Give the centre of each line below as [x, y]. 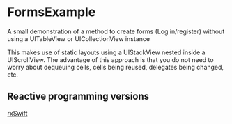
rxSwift [17, 113]
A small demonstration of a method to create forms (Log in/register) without [116, 31]
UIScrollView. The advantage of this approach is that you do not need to [110, 59]
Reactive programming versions [78, 96]
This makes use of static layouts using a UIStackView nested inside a [106, 52]
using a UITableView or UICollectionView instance [79, 38]
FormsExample [52, 12]
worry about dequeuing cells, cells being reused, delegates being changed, [116, 67]
